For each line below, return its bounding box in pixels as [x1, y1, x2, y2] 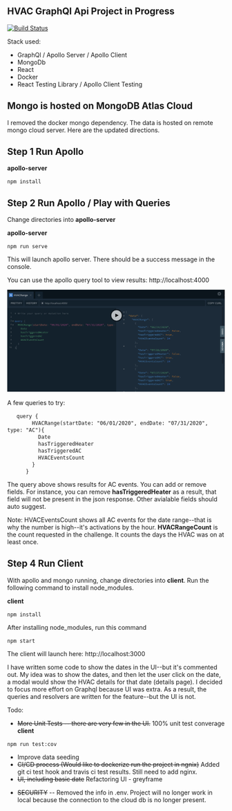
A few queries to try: [7, 399, 66, 407]
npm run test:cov [7, 740, 57, 747]
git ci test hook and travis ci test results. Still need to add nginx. [17, 767, 198, 776]
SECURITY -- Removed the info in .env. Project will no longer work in [17, 788, 213, 796]
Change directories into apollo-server [7, 216, 116, 224]
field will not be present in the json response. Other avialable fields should [7, 495, 217, 503]
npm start [7, 637, 36, 644]
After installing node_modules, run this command [7, 623, 147, 631]
